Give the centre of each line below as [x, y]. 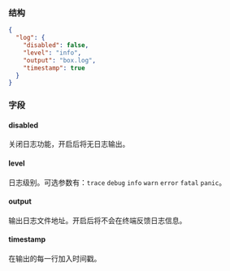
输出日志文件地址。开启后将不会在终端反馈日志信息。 [98, 220]
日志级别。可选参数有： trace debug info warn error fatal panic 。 [117, 182]
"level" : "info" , [52, 53]
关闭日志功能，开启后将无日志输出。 [69, 144]
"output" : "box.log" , [59, 60]
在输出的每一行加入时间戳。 [55, 259]
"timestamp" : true [54, 68]
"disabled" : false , [56, 45]
